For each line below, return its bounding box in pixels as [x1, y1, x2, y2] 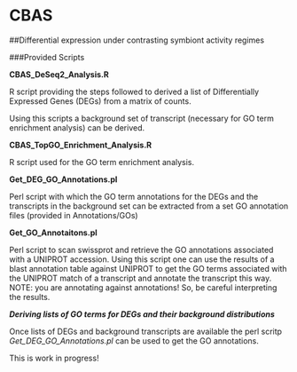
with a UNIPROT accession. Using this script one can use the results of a [9, 254, 275, 265]
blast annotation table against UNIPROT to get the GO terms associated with [9, 263, 287, 273]
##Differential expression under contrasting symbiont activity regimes [9, 35, 264, 45]
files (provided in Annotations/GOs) [9, 210, 139, 220]
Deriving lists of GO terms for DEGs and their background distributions [9, 308, 275, 320]
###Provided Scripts [9, 51, 85, 62]
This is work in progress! [9, 352, 99, 363]
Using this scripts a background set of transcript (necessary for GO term [9, 113, 275, 123]
